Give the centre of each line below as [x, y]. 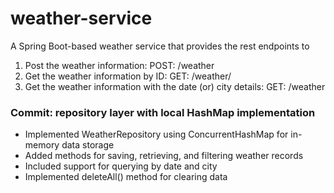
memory [42, 145]
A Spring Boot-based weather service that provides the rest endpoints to [160, 46]
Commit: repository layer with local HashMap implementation [163, 112]
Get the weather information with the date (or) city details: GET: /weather [175, 86]
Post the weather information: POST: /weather [119, 65]
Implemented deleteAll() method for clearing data [126, 177]
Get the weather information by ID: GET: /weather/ [128, 76]
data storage [88, 145]
